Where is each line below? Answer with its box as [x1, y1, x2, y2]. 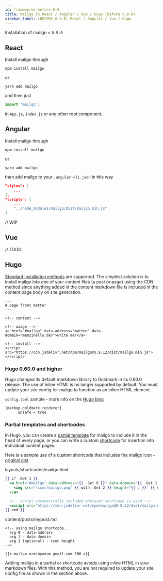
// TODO [5, 246, 22, 252]
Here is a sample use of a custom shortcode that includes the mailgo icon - [5, 452, 155, 458]
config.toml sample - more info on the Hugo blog [5, 396, 104, 402]
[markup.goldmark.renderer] [5, 405, 62, 410]
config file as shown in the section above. [5, 570, 88, 576]
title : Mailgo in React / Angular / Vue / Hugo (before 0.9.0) [5, 12, 136, 17]
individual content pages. [5, 442, 56, 449]
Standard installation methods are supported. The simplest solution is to [5, 274, 149, 280]
